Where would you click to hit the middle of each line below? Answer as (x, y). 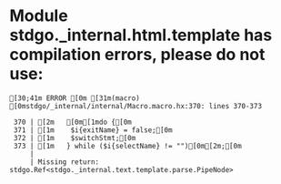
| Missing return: (65, 162)
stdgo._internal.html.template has (141, 35)
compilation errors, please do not (137, 55)
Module (39, 16)
